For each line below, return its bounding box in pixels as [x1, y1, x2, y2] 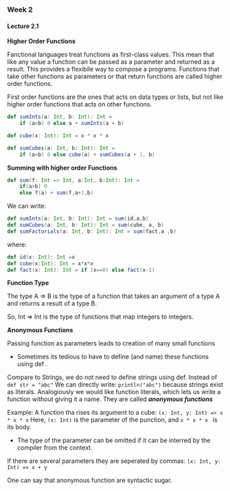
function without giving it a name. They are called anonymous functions [7, 395, 213, 403]
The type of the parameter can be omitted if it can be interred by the [16, 436, 211, 444]
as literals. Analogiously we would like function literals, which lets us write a [7, 388, 221, 396]
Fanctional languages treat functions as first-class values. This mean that [7, 50, 215, 59]
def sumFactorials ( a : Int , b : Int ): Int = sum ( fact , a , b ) [7, 228, 177, 235]
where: [7, 240, 27, 249]
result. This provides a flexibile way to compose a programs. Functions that [7, 65, 220, 73]
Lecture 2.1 [7, 22, 39, 30]
